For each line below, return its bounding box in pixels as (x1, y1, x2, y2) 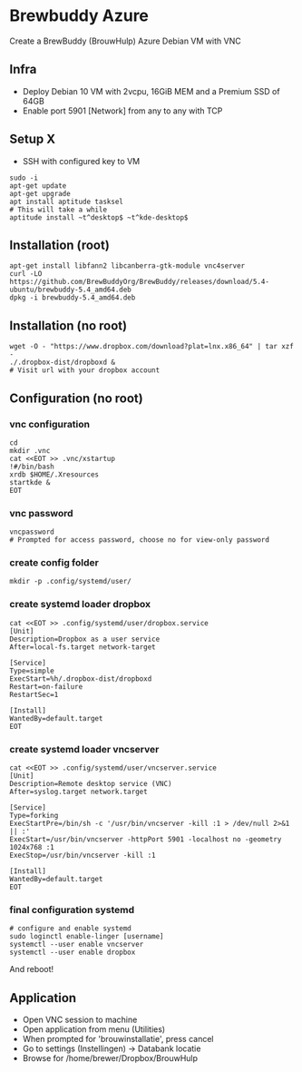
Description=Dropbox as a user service (9, 634, 161, 644)
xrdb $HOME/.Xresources (9, 469, 100, 479)
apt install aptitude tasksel (9, 197, 124, 206)
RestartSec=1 (9, 690, 59, 699)
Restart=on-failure (9, 682, 83, 691)
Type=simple (9, 666, 54, 675)
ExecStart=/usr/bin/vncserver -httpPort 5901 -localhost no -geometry (9, 835, 282, 844)
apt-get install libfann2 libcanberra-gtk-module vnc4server (9, 261, 246, 270)
